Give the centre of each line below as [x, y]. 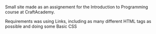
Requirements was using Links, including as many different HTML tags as [78, 21]
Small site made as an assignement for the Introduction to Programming [77, 7]
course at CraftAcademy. [30, 12]
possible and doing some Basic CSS [41, 26]
